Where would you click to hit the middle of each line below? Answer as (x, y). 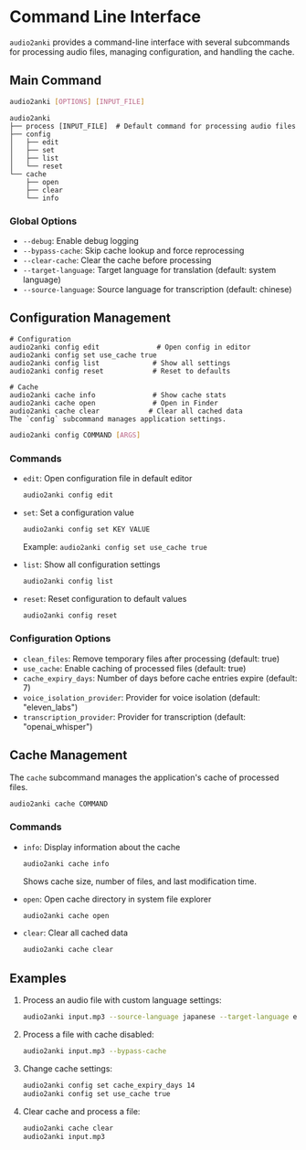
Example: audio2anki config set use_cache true (115, 546)
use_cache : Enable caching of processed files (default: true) (134, 668)
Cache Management (69, 755)
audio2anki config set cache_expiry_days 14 (109, 1085)
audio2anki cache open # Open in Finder (114, 403)
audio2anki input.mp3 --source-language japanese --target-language (156, 1017)
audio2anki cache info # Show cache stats (118, 395)
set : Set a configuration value (79, 512)
